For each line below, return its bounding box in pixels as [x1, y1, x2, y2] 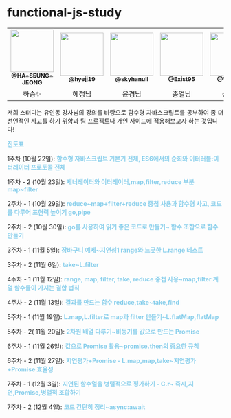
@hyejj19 [68, 75, 96, 83]
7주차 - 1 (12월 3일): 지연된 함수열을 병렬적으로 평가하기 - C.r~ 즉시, [7, 380, 189, 388]
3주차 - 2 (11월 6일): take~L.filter [7, 260, 100, 268]
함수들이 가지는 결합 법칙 [14, 283, 80, 292]
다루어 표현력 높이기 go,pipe [14, 208, 91, 216]
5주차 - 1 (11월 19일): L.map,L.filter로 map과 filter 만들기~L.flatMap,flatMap [7, 312, 219, 321]
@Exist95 [168, 75, 196, 83]
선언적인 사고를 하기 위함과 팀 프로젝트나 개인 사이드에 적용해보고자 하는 [7, 117, 200, 125]
